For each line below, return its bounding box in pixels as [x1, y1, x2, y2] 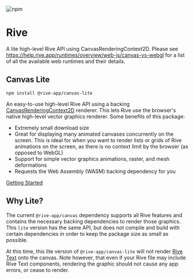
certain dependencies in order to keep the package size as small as [6, 230, 169, 237]
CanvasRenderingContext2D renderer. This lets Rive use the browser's [6, 106, 176, 113]
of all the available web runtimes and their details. [6, 57, 126, 64]
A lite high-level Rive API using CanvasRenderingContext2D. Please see [6, 45, 178, 52]
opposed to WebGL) [14, 149, 63, 156]
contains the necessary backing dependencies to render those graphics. [6, 218, 181, 225]
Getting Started [6, 179, 43, 186]
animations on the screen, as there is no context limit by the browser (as [14, 143, 189, 150]
